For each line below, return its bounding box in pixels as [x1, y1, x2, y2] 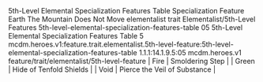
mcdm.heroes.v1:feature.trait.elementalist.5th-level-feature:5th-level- [8, 39, 235, 49]
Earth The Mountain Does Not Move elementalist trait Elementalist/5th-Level [8, 14, 256, 24]
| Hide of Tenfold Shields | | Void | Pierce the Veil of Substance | [8, 65, 216, 74]
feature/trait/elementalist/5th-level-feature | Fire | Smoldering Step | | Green [8, 57, 255, 65]
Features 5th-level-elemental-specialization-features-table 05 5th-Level [8, 23, 243, 32]
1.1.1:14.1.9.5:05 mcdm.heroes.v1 [138, 48, 242, 57]
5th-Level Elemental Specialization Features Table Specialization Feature [8, 6, 245, 15]
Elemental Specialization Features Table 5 [8, 32, 144, 40]
